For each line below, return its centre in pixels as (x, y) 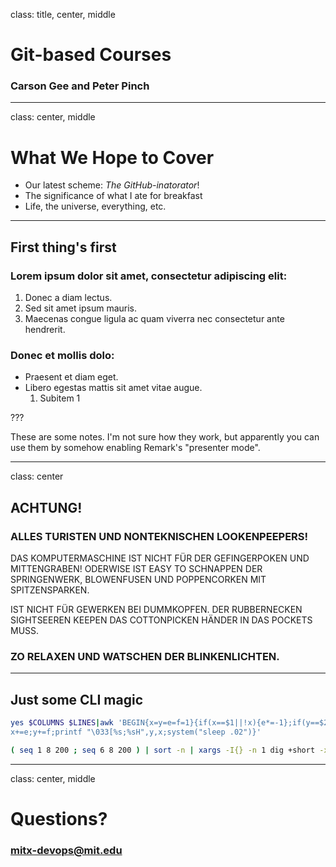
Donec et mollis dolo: (62, 356)
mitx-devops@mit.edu (66, 850)
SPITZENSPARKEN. (50, 590)
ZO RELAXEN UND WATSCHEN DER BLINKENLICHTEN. (145, 657)
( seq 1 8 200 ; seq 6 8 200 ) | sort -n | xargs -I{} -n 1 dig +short (163, 750)
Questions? (59, 819)
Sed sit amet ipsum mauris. (81, 308)
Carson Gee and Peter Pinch (80, 86)
